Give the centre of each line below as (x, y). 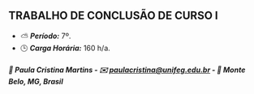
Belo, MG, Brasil (36, 82)
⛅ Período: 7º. (45, 36)
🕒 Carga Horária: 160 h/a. (65, 48)
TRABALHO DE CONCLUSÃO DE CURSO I (113, 16)
